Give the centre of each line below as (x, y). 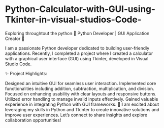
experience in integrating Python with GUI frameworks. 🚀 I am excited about (82, 104)
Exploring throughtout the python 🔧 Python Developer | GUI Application (77, 33)
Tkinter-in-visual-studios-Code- (73, 20)
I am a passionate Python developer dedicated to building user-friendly (77, 48)
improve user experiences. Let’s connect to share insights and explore (76, 115)
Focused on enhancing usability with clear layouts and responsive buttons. (81, 94)
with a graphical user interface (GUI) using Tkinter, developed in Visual (77, 58)
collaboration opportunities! (33, 120)
